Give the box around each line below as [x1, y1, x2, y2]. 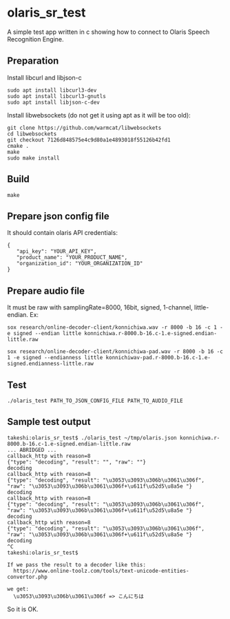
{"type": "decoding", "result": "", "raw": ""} [7, 458, 147, 466]
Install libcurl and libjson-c [7, 73, 82, 82]
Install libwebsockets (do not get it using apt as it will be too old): [7, 111, 191, 119]
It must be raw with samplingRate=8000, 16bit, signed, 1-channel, [7, 303, 193, 312]
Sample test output [7, 416, 91, 428]
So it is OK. [7, 604, 39, 613]
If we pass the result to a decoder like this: [7, 561, 147, 568]
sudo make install [7, 154, 60, 162]
